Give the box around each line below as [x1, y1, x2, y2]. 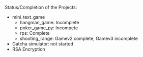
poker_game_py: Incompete [19, 25, 78, 31]
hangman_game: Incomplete [19, 20, 79, 25]
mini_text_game [12, 14, 45, 20]
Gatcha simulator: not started [12, 41, 74, 47]
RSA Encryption [12, 46, 45, 52]
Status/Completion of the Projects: [5, 5, 77, 10]
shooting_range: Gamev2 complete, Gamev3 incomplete [19, 35, 138, 41]
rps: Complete [19, 30, 50, 36]
